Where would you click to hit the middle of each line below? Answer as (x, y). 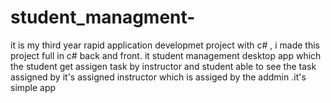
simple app (33, 87)
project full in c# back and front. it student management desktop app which (166, 55)
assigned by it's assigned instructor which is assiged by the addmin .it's (158, 77)
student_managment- (103, 17)
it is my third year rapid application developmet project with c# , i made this (165, 45)
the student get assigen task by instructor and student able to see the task (163, 66)
